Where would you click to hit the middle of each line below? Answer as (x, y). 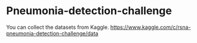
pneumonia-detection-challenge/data (52, 33)
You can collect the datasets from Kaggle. (58, 27)
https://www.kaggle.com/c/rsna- (150, 27)
